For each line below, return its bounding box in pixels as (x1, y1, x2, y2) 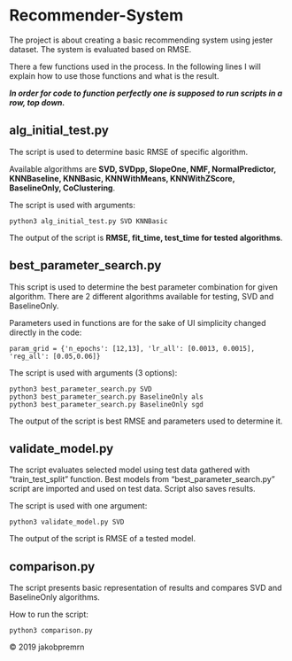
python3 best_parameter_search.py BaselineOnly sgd (9, 400, 204, 408)
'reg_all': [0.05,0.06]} (9, 352, 101, 361)
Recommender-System (9, 5, 184, 26)
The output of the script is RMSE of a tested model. (9, 533, 196, 544)
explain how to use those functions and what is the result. (9, 70, 219, 81)
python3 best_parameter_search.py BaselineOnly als (9, 392, 204, 401)
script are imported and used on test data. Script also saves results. (9, 484, 256, 494)
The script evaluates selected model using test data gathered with (9, 464, 250, 475)
